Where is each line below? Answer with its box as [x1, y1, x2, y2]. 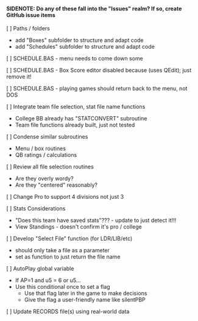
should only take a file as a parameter [15, 247, 110, 254]
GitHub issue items [6, 11, 56, 18]
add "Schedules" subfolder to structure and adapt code [15, 43, 155, 50]
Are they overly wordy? [15, 175, 74, 182]
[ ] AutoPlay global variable [6, 265, 74, 272]
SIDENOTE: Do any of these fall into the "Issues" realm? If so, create [6, 5, 182, 12]
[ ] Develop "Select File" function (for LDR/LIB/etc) [6, 235, 133, 243]
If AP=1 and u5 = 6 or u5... [15, 277, 81, 284]
